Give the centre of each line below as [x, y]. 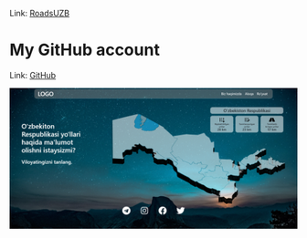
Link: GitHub [33, 75]
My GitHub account [85, 50]
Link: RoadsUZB [40, 13]
